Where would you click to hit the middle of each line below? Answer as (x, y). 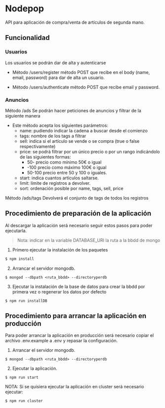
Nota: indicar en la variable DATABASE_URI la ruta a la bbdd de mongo (89, 240)
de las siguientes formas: (45, 157)
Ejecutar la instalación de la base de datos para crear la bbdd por (79, 286)
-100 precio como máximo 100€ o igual (67, 167)
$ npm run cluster (24, 401)
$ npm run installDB (26, 301)
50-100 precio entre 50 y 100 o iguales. (67, 172)
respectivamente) (38, 146)
